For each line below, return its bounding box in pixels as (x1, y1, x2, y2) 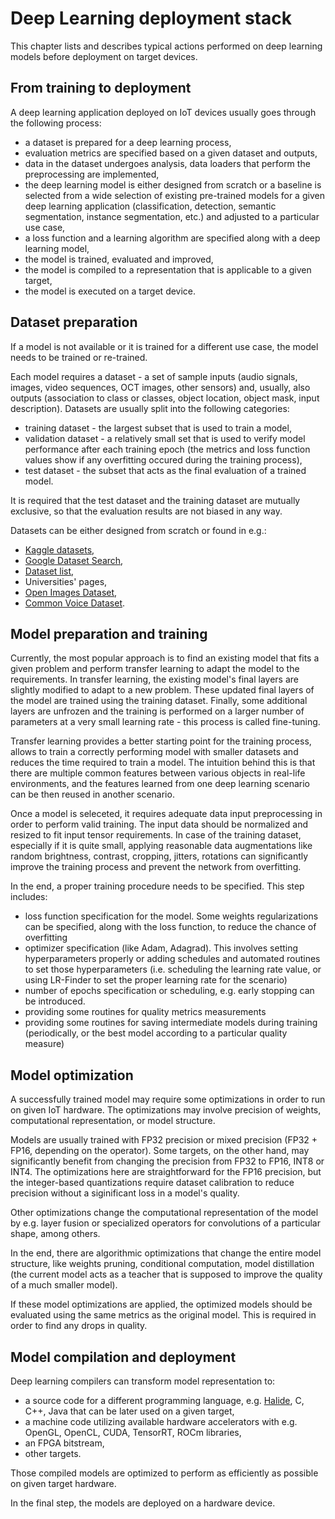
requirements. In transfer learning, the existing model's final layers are (10, 673, 299, 686)
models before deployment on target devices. (10, 50, 198, 62)
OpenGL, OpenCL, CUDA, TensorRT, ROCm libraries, (24, 1427, 242, 1438)
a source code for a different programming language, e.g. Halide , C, (24, 1395, 305, 1406)
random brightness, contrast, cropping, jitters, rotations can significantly (10, 850, 309, 862)
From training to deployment (10, 80, 192, 97)
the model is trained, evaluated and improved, (24, 253, 214, 265)
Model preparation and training (10, 625, 208, 642)
